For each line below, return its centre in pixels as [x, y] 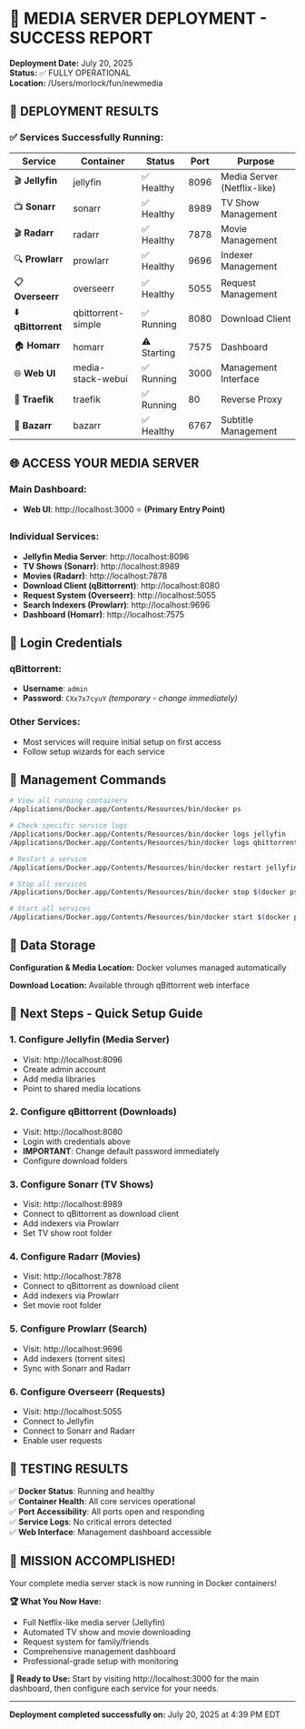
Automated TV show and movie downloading [107, 1632]
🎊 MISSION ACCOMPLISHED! [93, 1561]
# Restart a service [49, 859]
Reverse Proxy [252, 399]
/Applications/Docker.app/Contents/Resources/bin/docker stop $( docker [148, 892]
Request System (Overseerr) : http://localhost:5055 [119, 595]
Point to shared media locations [82, 1088]
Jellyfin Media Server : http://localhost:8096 [106, 556]
